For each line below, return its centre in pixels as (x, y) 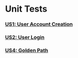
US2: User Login (25, 38)
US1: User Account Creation (39, 24)
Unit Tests (26, 9)
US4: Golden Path (27, 50)
